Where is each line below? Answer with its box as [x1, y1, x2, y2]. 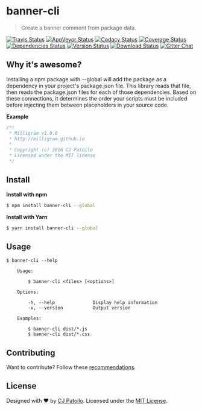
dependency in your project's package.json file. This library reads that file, [6, 82, 191, 89]
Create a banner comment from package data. [21, 24, 137, 31]
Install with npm [6, 191, 47, 198]
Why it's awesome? [6, 60, 82, 70]
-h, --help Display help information [28, 300, 158, 306]
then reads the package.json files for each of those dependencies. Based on [6, 89, 197, 96]
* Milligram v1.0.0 [8, 130, 58, 136]
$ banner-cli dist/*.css [28, 331, 90, 338]
